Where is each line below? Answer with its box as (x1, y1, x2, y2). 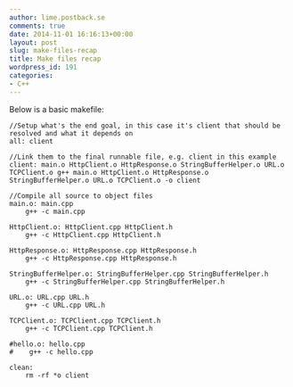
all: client (9, 136, 53, 145)
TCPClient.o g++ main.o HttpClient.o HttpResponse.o (9, 168, 209, 177)
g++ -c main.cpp (25, 207, 86, 216)
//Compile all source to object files (9, 191, 153, 201)
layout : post (9, 37, 58, 47)
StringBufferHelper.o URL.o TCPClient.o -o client (9, 176, 201, 185)
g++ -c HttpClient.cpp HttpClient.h (25, 230, 162, 239)
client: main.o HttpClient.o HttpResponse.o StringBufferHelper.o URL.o (9, 160, 285, 169)
